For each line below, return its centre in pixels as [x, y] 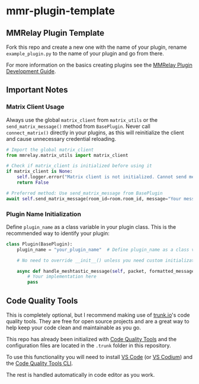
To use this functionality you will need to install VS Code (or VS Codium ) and [99, 357]
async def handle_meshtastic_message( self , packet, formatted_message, [107, 271]
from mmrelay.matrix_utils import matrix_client [67, 155]
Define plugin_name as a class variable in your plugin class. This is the [91, 226]
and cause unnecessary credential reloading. [61, 139]
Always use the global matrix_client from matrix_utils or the [82, 119]
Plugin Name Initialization [44, 214]
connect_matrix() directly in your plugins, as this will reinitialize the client [95, 133]
